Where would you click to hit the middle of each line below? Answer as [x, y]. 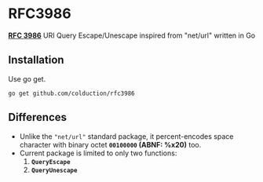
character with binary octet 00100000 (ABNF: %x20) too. [110, 144]
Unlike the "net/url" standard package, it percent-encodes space [126, 136]
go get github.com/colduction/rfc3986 [71, 93]
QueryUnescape [54, 170]
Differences [38, 117]
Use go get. [27, 78]
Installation [36, 60]
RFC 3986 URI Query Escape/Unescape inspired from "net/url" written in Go [132, 35]
